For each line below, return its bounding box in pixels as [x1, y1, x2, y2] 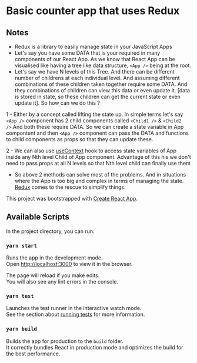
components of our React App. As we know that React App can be [14, 56, 175, 62]
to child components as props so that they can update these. [6, 136, 153, 142]
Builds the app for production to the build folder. [6, 337, 124, 345]
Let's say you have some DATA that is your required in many [14, 49, 161, 56]
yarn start [6, 242, 37, 249]
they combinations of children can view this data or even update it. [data [14, 87, 190, 94]
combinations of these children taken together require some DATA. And [14, 81, 188, 88]
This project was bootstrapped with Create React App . [6, 195, 138, 202]
